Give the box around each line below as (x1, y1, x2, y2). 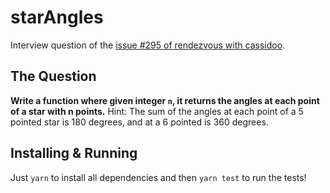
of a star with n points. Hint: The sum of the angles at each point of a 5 (10, 105, 304, 117)
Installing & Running (10, 145, 138, 162)
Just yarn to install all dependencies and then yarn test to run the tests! (10, 171, 307, 183)
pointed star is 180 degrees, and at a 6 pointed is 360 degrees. (10, 116, 269, 128)
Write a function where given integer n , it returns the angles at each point (10, 94, 320, 106)
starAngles (10, 6, 104, 29)
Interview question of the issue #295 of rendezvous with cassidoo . (10, 39, 286, 51)
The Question (10, 68, 97, 85)
